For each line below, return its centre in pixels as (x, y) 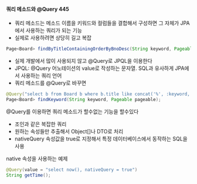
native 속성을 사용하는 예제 (37, 158)
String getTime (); (28, 175)
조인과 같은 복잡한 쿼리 (40, 124)
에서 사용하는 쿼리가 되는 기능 (48, 31)
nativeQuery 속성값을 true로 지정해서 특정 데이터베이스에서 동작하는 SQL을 (101, 139)
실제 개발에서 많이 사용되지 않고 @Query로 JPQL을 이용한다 (83, 61)
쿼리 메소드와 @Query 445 (38, 9)
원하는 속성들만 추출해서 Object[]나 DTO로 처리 (69, 131)
